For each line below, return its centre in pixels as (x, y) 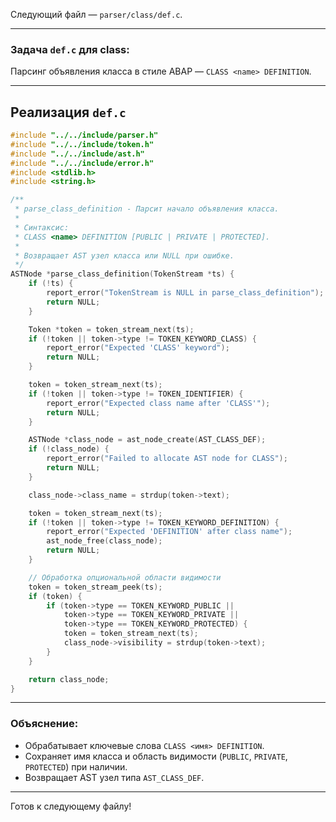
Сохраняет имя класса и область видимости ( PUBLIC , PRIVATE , (156, 756)
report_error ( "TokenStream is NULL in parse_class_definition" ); (185, 293)
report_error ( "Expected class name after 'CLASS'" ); (158, 403)
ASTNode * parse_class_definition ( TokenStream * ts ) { (122, 274)
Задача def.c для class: (70, 49)
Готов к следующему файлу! (71, 806)
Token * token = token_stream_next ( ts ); (111, 329)
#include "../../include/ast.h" (77, 154)
